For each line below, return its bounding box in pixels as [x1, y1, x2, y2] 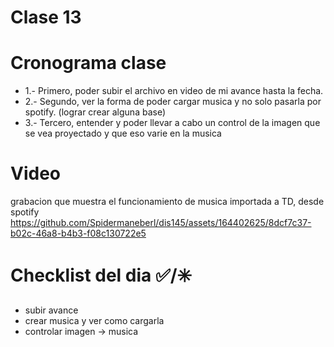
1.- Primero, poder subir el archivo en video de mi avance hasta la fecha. [24, 85, 324, 97]
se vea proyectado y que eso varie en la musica [24, 127, 222, 140]
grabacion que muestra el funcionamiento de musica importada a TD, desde [10, 196, 325, 208]
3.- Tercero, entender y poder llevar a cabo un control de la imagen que [24, 117, 321, 129]
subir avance [24, 304, 79, 316]
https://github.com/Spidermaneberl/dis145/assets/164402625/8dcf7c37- [10, 217, 312, 229]
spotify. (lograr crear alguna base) [24, 106, 167, 118]
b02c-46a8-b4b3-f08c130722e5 [10, 227, 147, 240]
